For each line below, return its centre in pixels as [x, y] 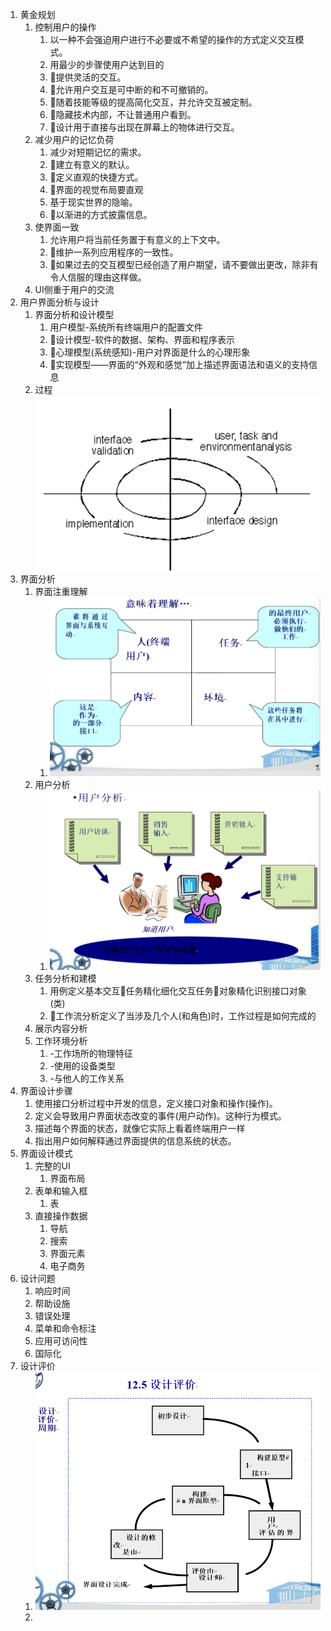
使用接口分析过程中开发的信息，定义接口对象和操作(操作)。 [156, 1104]
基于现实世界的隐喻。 [93, 202]
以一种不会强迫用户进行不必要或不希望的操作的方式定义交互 [172, 39]
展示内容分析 [61, 1029]
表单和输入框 [61, 1191]
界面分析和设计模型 [74, 314]
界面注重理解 [61, 591]
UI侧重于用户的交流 [74, 289]
